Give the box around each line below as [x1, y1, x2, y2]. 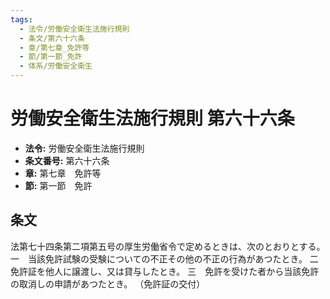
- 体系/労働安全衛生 [19, 61, 93, 71]
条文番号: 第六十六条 [24, 154, 110, 166]
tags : [10, 14, 33, 25]
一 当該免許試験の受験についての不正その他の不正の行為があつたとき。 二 [10, 252, 319, 265]
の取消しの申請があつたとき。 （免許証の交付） [10, 277, 206, 290]
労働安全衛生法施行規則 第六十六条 [10, 107, 295, 130]
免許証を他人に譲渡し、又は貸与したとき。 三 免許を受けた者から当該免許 [10, 265, 320, 277]
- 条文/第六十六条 [19, 33, 86, 43]
